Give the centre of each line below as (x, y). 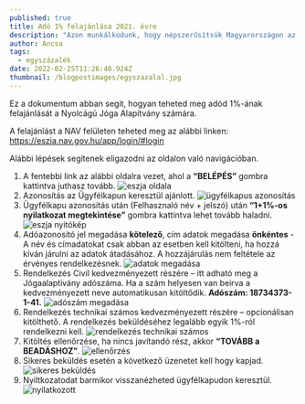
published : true (40, 18)
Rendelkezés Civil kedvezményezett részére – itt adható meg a (140, 273)
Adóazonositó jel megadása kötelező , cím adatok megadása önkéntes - (158, 234)
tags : (20, 52)
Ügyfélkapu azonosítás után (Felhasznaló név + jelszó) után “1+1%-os (155, 205)
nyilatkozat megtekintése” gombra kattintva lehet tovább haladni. (147, 215)
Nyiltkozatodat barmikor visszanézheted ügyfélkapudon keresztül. (147, 379)
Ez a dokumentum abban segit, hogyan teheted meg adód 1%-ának (136, 103)
